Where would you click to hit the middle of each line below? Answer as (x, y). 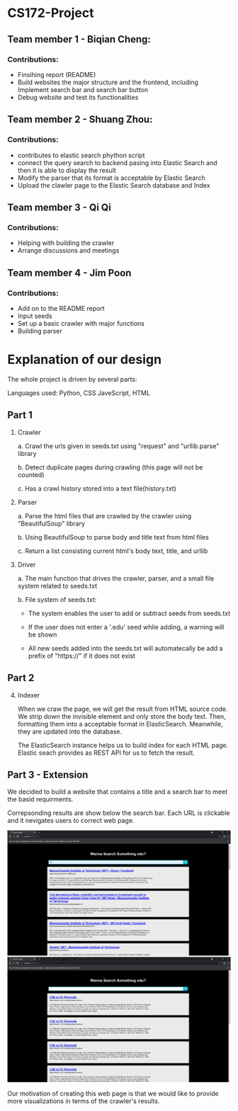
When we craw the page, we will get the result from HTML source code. (123, 709)
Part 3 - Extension (48, 774)
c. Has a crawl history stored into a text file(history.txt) (97, 488)
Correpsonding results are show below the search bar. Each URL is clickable (119, 813)
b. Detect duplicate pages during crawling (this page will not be (110, 467)
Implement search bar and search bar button (83, 89)
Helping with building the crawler (66, 243)
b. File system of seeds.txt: (57, 599)
